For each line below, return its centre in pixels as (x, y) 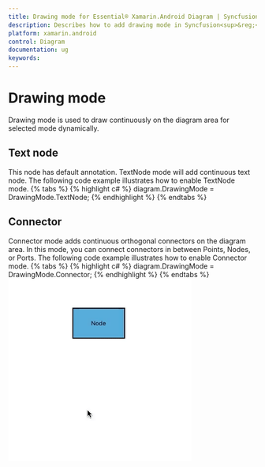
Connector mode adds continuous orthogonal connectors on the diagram (127, 241)
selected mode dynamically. (54, 128)
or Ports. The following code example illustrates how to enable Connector (127, 258)
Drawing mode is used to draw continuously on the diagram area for (119, 120)
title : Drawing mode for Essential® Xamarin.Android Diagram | (114, 17)
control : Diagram (37, 42)
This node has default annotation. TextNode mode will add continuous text (129, 172)
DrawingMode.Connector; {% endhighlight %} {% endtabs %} (109, 274)
